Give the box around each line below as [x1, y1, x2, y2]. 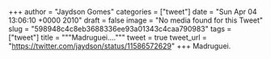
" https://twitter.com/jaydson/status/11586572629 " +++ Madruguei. [8, 41, 231, 51]
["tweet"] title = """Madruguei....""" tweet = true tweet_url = [8, 32, 208, 42]
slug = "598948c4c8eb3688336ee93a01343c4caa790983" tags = [8, 24, 232, 33]
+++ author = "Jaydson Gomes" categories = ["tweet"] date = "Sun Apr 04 [8, 7, 257, 16]
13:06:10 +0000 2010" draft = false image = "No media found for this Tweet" [8, 15, 264, 25]
